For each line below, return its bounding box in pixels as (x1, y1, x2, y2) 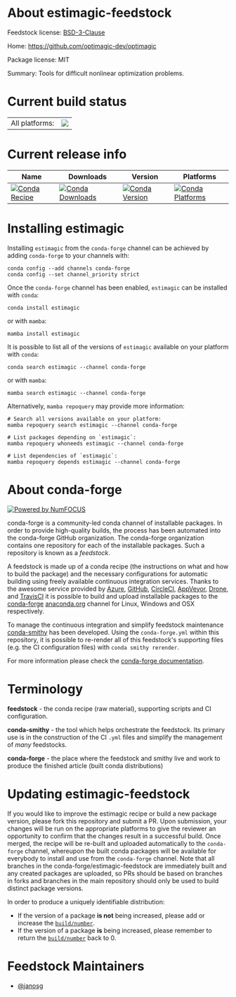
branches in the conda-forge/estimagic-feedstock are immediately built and (7, 861, 227, 870)
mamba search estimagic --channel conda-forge (7, 389, 146, 396)
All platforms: (11, 118, 55, 128)
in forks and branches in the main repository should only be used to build (7, 876, 219, 885)
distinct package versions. (7, 884, 84, 892)
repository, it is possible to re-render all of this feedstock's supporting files (7, 635, 223, 644)
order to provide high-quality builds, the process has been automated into (7, 526, 221, 535)
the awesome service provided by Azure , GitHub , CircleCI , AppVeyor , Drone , (7, 585, 229, 593)
